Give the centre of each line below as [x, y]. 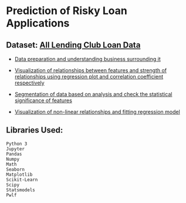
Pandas [14, 154]
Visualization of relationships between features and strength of [91, 70]
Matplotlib [19, 174]
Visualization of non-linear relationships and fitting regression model [97, 112]
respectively [30, 83]
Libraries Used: [35, 130]
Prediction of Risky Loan [67, 11]
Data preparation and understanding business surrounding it [88, 59]
